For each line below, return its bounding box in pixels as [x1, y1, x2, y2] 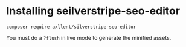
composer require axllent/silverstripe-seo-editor [6, 24, 136, 30]
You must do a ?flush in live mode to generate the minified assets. [6, 34, 172, 41]
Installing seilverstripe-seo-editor [6, 4, 180, 18]
